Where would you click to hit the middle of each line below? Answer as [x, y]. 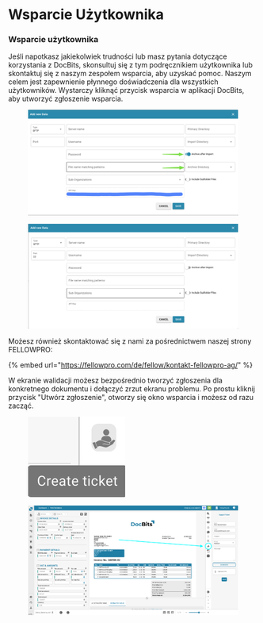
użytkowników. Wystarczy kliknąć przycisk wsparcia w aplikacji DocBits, [126, 90]
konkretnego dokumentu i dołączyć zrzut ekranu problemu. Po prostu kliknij [132, 389]
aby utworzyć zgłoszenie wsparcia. [66, 99]
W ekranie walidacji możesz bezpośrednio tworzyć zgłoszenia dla [116, 381]
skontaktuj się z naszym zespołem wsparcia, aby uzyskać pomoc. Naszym [130, 74]
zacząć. [21, 406]
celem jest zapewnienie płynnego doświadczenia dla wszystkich [114, 82]
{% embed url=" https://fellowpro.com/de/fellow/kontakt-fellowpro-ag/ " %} [131, 365]
